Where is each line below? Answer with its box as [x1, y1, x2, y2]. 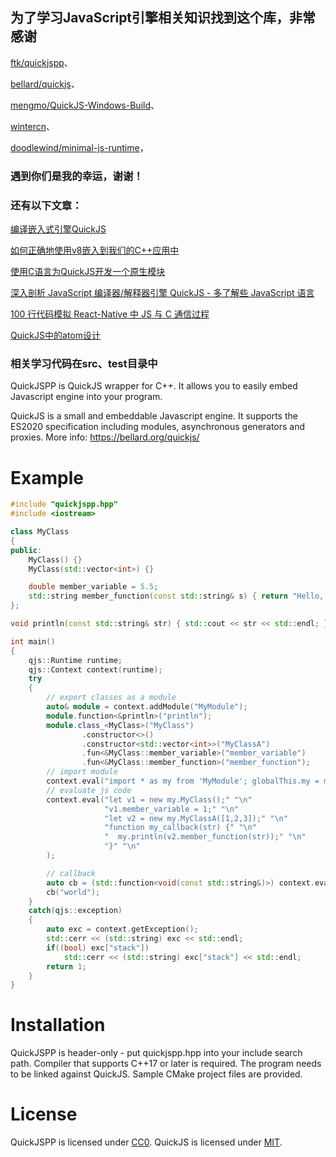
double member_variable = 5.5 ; [28, 582, 159, 592]
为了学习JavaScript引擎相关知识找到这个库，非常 [10, 9, 317, 27]
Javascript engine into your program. [10, 391, 163, 403]
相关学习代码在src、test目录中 [10, 356, 158, 370]
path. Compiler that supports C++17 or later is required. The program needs [10, 1058, 322, 1070]
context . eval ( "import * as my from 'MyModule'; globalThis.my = [46, 776, 320, 787]
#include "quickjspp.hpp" [10, 499, 118, 510]
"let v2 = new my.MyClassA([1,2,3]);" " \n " [104, 813, 288, 823]
